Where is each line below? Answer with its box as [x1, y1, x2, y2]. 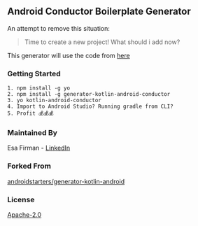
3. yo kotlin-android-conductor [7, 97, 101, 104]
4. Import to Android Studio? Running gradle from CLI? [7, 103, 174, 111]
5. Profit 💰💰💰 [7, 110, 54, 118]
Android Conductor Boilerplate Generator [7, 6, 191, 17]
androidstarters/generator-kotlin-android [7, 177, 125, 185]
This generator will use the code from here [7, 51, 131, 59]
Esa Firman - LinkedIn [7, 143, 71, 153]
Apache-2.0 [7, 211, 42, 219]
